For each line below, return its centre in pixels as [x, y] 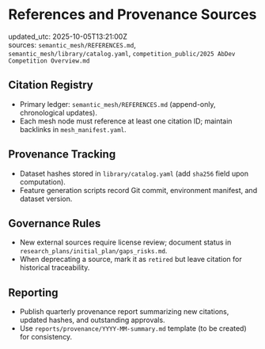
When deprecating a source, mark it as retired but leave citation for [131, 260]
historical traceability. [55, 267]
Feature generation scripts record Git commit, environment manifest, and [138, 190]
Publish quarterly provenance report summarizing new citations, [124, 312]
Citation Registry [51, 85]
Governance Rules [55, 223]
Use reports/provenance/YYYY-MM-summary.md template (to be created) [133, 328]
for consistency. [46, 337]
